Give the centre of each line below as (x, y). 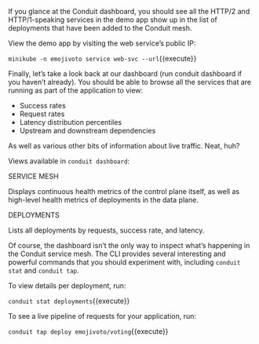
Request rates (42, 114)
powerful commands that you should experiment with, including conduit (124, 262)
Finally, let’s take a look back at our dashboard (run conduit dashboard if (125, 73)
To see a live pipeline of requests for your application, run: (102, 316)
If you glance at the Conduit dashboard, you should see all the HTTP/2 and (129, 11)
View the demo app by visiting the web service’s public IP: (102, 43)
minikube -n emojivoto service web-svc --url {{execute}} (102, 59)
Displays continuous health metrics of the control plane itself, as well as (124, 191)
